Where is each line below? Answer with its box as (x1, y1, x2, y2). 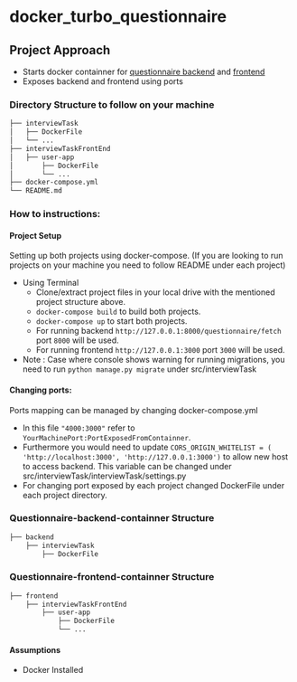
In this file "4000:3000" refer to (22, 422, 135, 433)
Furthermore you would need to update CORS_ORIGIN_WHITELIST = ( (22, 441, 273, 452)
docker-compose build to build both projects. (35, 306, 201, 317)
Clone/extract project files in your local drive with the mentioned (35, 287, 275, 298)
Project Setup (9, 230, 62, 241)
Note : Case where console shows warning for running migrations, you (22, 355, 285, 365)
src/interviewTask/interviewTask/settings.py (22, 470, 187, 481)
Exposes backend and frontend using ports (22, 76, 183, 87)
